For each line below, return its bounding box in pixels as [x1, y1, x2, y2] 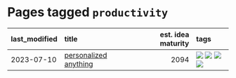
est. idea [159, 30, 190, 39]
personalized [64, 50, 107, 60]
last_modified [11, 34, 58, 44]
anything [64, 59, 93, 69]
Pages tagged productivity [7, 4, 169, 20]
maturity [159, 38, 190, 48]
